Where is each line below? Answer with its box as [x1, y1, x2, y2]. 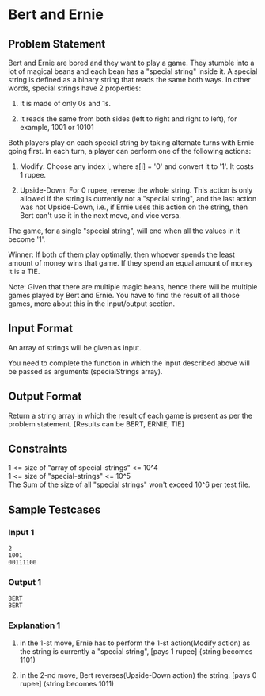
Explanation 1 [8, 620, 61, 631]
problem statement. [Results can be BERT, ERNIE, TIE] [8, 419, 184, 429]
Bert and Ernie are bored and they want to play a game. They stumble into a [8, 58, 255, 67]
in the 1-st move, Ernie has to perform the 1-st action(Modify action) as [19, 638, 251, 648]
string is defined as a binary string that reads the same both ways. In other [8, 75, 252, 84]
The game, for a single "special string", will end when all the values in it [8, 226, 240, 235]
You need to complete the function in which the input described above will [8, 358, 251, 368]
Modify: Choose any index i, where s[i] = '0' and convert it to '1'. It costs [19, 162, 255, 171]
